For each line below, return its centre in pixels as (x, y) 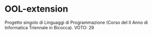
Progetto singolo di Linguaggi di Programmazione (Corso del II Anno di (76, 22)
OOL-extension (37, 9)
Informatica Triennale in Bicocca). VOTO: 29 (49, 27)
